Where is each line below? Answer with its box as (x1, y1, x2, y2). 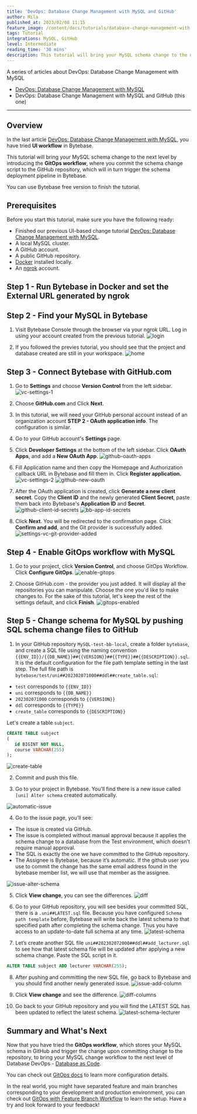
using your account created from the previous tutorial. (15, 332, 146, 339)
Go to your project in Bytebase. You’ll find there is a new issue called (15, 785, 181, 793)
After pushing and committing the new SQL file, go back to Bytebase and (15, 974, 191, 981)
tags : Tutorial (6, 30, 44, 36)
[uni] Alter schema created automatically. (15, 792, 117, 799)
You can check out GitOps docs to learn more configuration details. (6, 1071, 169, 1078)
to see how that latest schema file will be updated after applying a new (15, 945, 185, 953)
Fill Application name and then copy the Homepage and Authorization (15, 464, 183, 471)
